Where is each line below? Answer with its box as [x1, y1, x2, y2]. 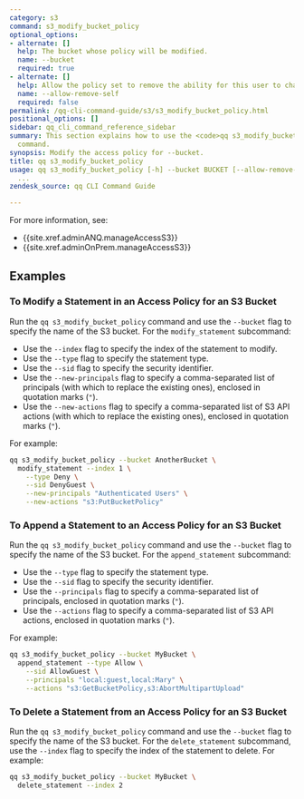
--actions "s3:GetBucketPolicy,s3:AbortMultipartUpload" [25, 684, 245, 693]
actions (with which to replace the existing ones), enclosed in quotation [22, 410, 290, 422]
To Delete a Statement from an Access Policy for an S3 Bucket [9, 705, 288, 717]
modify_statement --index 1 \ [17, 463, 131, 473]
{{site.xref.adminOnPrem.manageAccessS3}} [22, 242, 192, 253]
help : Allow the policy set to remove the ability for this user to [17, 81, 281, 90]
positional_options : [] [9, 114, 100, 123]
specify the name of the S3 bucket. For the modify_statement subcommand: [9, 326, 291, 336]
